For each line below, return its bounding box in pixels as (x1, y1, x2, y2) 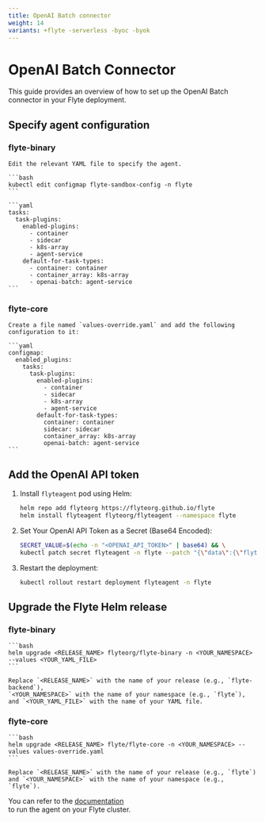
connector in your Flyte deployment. (8, 95, 127, 105)
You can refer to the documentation (8, 797, 124, 806)
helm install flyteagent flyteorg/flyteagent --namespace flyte (19, 511, 237, 520)
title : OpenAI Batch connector (8, 11, 112, 20)
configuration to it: (8, 328, 80, 336)
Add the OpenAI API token (8, 467, 140, 481)
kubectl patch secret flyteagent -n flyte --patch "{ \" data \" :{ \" (19, 548, 244, 556)
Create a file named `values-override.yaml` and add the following (8, 321, 236, 329)
